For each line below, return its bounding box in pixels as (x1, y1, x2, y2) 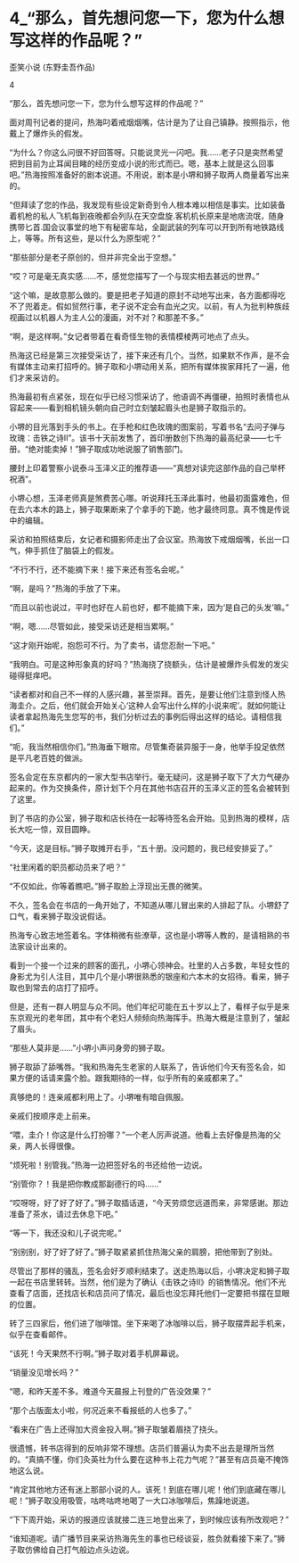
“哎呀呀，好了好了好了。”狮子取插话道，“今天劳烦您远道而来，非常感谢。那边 (9, 1197, 289, 1208)
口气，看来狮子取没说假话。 (9, 911, 111, 922)
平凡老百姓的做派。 (16, 752, 87, 763)
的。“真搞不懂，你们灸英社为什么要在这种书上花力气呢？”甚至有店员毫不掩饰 (9, 1453, 289, 1464)
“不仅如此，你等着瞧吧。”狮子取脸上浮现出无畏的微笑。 (9, 881, 207, 891)
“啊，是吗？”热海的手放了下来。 (9, 583, 126, 593)
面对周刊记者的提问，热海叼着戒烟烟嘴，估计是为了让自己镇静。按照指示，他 (9, 117, 290, 128)
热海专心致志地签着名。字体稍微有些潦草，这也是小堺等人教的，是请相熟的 (9, 930, 282, 940)
